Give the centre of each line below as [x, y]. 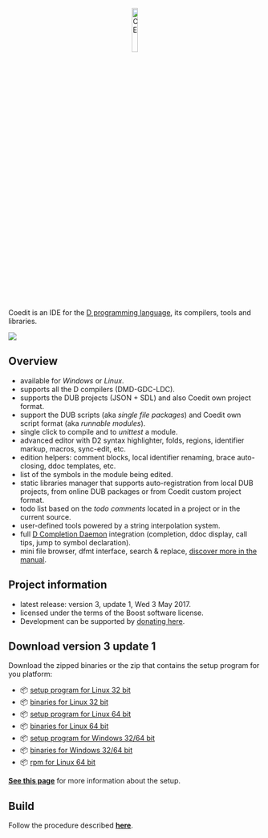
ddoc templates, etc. [82, 466]
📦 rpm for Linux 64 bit [58, 763]
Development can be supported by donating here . [102, 621]
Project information [58, 585]
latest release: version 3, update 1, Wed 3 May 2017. [105, 604]
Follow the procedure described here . [71, 825]
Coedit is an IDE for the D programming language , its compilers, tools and [130, 312]
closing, [33, 466]
